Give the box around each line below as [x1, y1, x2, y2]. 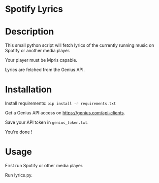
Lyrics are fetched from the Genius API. [5, 67, 85, 73]
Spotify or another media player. [5, 48, 70, 54]
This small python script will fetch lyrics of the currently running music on [5, 42, 154, 48]
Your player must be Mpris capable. [5, 57, 78, 63]
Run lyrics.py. [5, 172, 33, 178]
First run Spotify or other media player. [5, 163, 84, 168]
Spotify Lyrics [5, 3, 63, 15]
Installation [5, 84, 52, 95]
